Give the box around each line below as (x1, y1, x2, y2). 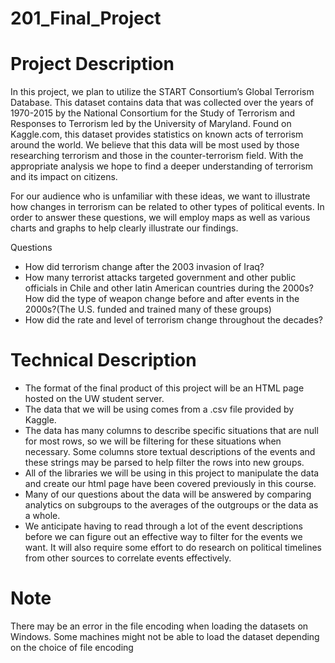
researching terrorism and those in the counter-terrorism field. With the (10, 150, 304, 162)
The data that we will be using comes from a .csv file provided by (24, 403, 295, 416)
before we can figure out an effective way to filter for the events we (24, 531, 303, 543)
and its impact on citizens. (10, 171, 118, 183)
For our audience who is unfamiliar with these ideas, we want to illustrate (10, 190, 311, 202)
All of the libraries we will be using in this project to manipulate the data (24, 467, 320, 479)
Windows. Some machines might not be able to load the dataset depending (10, 631, 320, 642)
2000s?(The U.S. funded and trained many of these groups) (24, 303, 272, 316)
